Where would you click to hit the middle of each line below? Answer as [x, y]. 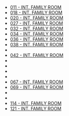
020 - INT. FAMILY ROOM [37, 18]
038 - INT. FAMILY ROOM [37, 44]
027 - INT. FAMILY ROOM [37, 23]
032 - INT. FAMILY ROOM [37, 29]
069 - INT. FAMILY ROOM [37, 87]
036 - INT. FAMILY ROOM [37, 39]
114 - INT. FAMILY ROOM [36, 103]
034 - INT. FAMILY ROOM [37, 34]
